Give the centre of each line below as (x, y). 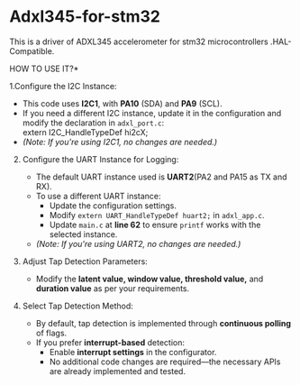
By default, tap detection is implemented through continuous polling (163, 323)
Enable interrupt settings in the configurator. (133, 352)
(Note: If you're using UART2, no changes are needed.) (138, 243)
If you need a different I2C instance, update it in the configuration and (152, 113)
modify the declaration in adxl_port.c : (93, 123)
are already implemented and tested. (118, 371)
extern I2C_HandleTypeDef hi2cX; (85, 132)
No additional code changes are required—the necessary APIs (165, 362)
